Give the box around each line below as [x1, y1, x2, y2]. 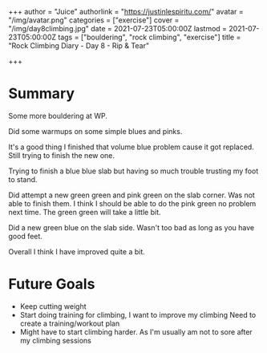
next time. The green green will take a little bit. [8, 207, 162, 217]
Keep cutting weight [19, 301, 87, 311]
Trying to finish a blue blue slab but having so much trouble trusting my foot [8, 166, 259, 176]
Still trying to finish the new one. [8, 150, 115, 160]
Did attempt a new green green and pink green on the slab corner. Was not [8, 190, 255, 200]
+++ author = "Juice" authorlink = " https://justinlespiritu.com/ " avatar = [8, 7, 244, 16]
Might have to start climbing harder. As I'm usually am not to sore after [19, 327, 253, 336]
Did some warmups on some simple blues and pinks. [8, 126, 183, 136]
